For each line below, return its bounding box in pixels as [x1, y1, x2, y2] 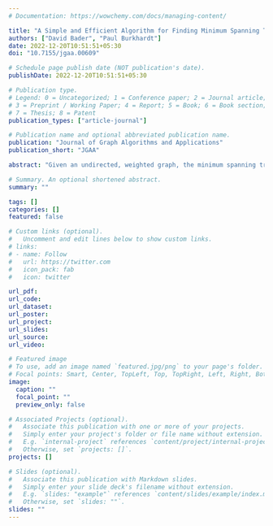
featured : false [8, 213, 63, 221]
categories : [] [8, 205, 60, 214]
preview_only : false [15, 400, 85, 409]
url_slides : [8, 325, 49, 333]
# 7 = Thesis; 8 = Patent [8, 109, 96, 117]
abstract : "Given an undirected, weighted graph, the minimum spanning [8, 161, 256, 169]
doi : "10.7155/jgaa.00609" [8, 50, 100, 58]
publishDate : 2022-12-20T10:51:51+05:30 [8, 72, 148, 80]
